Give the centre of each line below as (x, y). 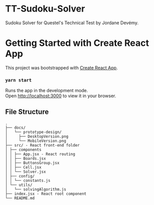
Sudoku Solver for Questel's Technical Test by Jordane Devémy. (72, 23)
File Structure (27, 112)
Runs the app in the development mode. (47, 91)
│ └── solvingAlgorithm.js (36, 189)
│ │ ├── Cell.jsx (23, 167)
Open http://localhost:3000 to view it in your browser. (61, 96)
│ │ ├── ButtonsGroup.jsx (32, 163)
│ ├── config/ (20, 176)
